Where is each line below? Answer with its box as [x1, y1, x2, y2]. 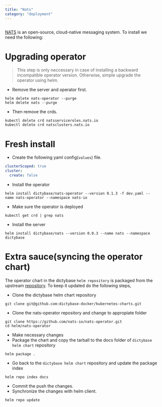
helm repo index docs [5, 375, 49, 379]
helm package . [5, 351, 36, 356]
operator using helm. [16, 77, 59, 83]
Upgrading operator [5, 51, 86, 62]
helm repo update [5, 397, 40, 402]
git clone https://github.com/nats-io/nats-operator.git [5, 319, 122, 324]
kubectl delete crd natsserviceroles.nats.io [5, 118, 98, 123]
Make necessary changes [12, 332, 64, 338]
